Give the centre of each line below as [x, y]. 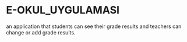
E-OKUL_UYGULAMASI [63, 10]
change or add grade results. [41, 32]
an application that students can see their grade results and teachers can [94, 26]
